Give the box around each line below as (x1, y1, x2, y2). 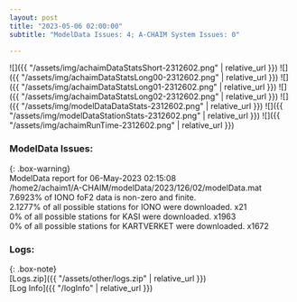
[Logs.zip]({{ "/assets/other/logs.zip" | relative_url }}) (9, 272, 207, 284)
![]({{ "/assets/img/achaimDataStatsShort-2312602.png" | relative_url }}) (9, 62, 278, 73)
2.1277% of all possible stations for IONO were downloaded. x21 (9, 201, 247, 212)
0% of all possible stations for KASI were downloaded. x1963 (9, 211, 237, 222)
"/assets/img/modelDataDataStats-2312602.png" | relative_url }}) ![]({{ (21, 101, 283, 112)
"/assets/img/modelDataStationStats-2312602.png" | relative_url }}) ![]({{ (9, 110, 281, 122)
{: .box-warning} (9, 163, 70, 174)
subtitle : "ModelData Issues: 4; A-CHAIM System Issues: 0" (9, 30, 241, 39)
